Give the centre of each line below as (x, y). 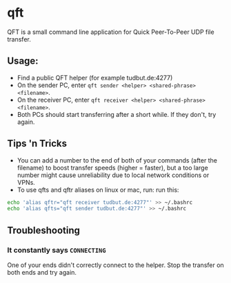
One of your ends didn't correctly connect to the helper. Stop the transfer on (115, 265)
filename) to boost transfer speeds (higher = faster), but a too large (112, 167)
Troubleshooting (44, 230)
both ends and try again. (42, 272)
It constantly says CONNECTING (57, 250)
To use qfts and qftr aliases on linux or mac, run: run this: (98, 190)
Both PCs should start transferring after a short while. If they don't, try (117, 114)
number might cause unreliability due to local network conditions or (113, 175)
